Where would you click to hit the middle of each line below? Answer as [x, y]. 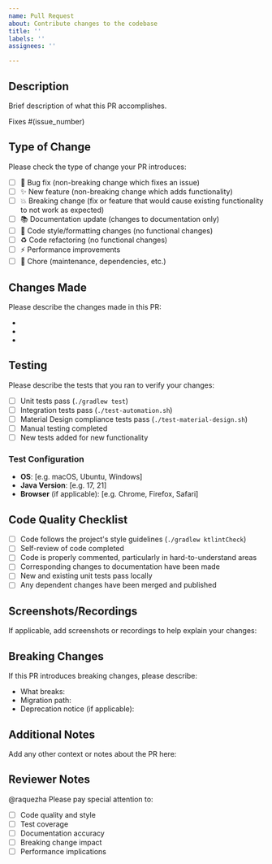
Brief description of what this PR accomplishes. [88, 106]
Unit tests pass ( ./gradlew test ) [74, 401]
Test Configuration [46, 458]
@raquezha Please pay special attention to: [81, 799]
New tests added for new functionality [84, 437]
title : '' [25, 31]
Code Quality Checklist [68, 520]
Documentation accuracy [63, 833]
